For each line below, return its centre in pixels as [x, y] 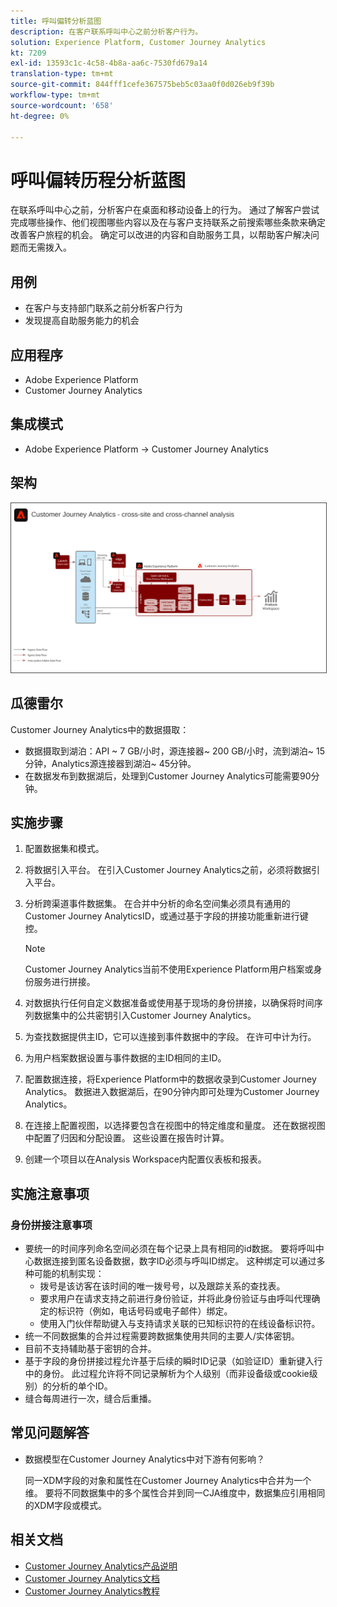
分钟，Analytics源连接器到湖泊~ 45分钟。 [110, 763]
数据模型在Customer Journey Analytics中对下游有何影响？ [144, 1459]
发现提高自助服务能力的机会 [82, 321]
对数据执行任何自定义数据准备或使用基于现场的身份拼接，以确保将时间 [169, 1003]
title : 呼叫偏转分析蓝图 [56, 21]
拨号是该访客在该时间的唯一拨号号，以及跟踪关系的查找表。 [162, 1286]
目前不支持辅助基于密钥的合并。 [90, 1349]
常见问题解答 [50, 1433]
